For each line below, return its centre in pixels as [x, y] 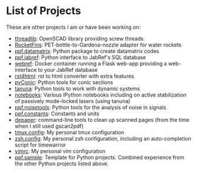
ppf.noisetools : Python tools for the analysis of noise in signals [90, 107]
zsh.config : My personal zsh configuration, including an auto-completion [103, 138]
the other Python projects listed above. [61, 164]
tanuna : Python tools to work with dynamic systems [77, 88]
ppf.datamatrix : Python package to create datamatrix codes [87, 51]
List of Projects [44, 11]
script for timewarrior [40, 145]
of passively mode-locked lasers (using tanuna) [72, 101]
